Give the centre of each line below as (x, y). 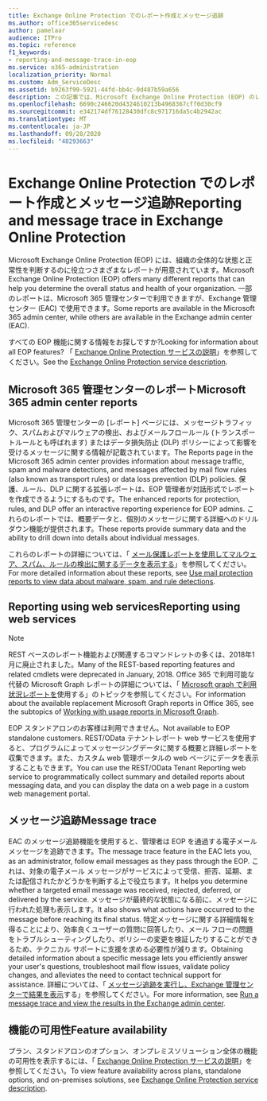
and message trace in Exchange (116, 220)
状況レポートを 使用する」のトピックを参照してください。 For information (127, 694)
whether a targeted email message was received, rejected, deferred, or (125, 890)
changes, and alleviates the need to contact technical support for (115, 975)
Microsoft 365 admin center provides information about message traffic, (126, 461)
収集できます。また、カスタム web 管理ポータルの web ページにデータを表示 (133, 758)
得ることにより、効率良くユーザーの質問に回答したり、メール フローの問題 (131, 929)
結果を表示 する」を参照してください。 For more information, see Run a (144, 994)
